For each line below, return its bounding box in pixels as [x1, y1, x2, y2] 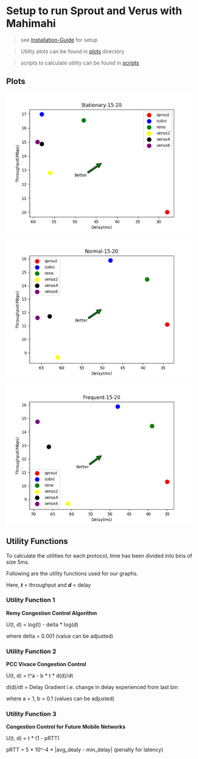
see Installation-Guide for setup [20, 36, 98, 43]
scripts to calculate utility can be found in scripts [20, 59, 139, 66]
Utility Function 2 [6, 647, 57, 655]
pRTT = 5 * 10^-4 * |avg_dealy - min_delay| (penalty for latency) [6, 746, 164, 753]
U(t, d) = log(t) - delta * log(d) [6, 620, 79, 628]
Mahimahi [6, 17, 56, 30]
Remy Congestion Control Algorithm [6, 609, 98, 616]
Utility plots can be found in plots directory [20, 47, 125, 54]
